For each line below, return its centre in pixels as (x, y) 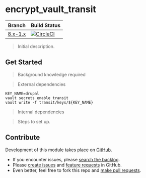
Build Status (46, 25)
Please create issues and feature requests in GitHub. (67, 165)
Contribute (23, 138)
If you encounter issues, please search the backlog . (66, 159)
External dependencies (42, 84)
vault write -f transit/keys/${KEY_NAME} (49, 102)
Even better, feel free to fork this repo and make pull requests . (77, 170)
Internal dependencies (41, 112)
